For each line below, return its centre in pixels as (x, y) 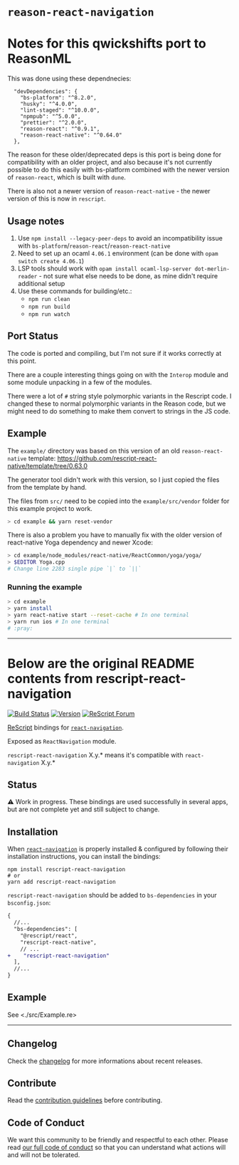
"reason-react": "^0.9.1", (60, 129)
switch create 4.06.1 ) (51, 260)
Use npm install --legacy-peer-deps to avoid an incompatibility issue (120, 238)
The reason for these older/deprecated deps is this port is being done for (115, 154)
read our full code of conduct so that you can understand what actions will (117, 1147)
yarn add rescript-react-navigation (62, 882)
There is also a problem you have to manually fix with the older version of (115, 535)
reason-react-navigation (81, 12)
